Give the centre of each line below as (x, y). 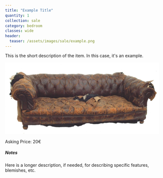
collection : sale (23, 20)
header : (13, 36)
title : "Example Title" (29, 10)
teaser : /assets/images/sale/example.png (52, 41)
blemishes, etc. (20, 170)
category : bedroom (24, 26)
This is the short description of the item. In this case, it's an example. (74, 56)
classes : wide (20, 31)
